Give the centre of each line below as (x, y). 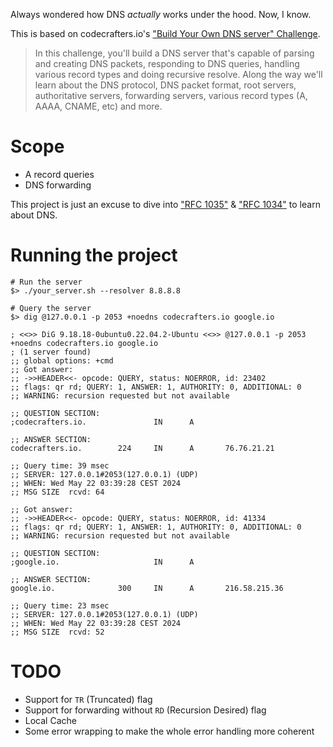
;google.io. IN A (102, 562)
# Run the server (46, 282)
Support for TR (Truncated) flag (88, 699)
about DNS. (34, 215)
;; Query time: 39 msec (60, 465)
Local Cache (50, 720)
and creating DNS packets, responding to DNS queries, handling (167, 63)
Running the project (94, 255)
